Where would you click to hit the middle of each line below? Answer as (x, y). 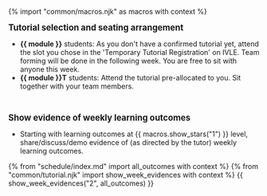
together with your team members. (77, 86)
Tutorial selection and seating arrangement (96, 27)
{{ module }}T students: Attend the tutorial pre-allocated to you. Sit (130, 78)
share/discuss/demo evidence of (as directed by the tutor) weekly (128, 142)
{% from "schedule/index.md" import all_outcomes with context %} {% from (133, 166)
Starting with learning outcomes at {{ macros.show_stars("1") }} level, (134, 134)
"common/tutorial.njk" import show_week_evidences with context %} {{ (126, 175)
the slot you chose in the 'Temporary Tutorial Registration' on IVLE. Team (139, 52)
